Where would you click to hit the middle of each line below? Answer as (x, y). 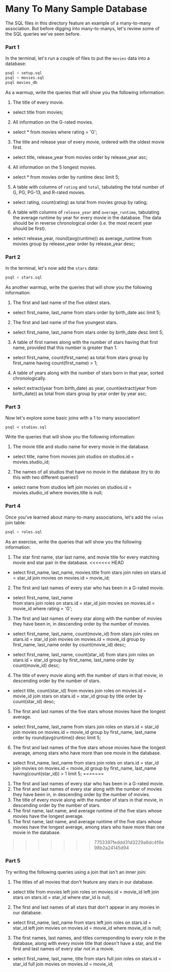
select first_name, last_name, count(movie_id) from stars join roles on (86, 634)
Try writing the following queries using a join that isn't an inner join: (76, 872)
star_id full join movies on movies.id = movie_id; (63, 964)
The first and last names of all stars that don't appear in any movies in (86, 907)
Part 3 (13, 407)
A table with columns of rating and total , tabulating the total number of (88, 187)
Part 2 (13, 257)
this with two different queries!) (46, 477)
